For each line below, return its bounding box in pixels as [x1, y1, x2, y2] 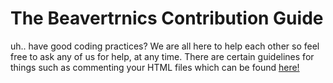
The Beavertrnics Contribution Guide [10, 7, 324, 30]
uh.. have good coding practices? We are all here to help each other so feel [10, 40, 320, 52]
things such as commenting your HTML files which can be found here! [10, 61, 300, 73]
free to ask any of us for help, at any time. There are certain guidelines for [10, 50, 315, 62]
